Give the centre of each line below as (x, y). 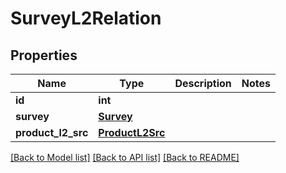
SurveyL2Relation (86, 18)
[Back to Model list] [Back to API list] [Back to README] (125, 157)
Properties (44, 55)
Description (203, 83)
